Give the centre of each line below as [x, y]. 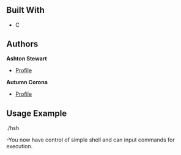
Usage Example [37, 113]
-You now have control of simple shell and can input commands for [91, 140]
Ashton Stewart [27, 59]
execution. [20, 146]
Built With [25, 10]
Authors [22, 44]
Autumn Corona [27, 82]
